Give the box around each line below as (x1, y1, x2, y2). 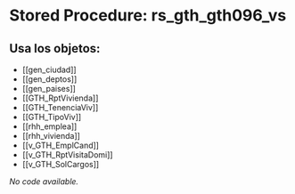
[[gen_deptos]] (21, 74, 78, 85)
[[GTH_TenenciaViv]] (21, 102, 99, 112)
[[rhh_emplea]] (21, 121, 78, 132)
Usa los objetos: (9, 41, 101, 56)
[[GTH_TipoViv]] (21, 112, 82, 122)
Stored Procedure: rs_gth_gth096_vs (9, 5, 287, 26)
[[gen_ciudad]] (21, 64, 78, 75)
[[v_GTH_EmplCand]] (21, 140, 100, 150)
